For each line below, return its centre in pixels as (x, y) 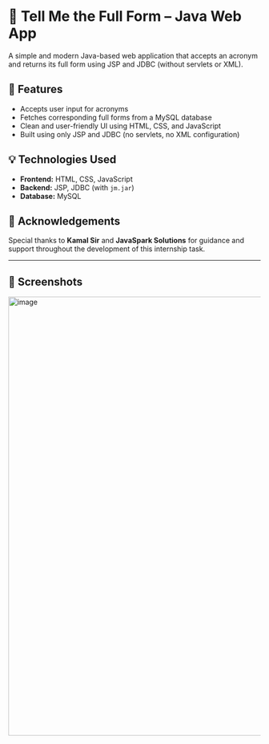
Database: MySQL (50, 196)
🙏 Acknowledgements (64, 221)
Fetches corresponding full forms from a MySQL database (116, 117)
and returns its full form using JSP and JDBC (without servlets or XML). (126, 64)
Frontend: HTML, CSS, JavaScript (76, 179)
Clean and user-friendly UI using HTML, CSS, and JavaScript (120, 126)
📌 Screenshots (46, 281)
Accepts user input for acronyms (74, 108)
